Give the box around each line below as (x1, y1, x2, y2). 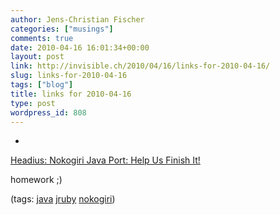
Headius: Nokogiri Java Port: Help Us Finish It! (10, 154, 201, 166)
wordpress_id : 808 (10, 107, 87, 118)
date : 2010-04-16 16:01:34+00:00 (10, 42, 150, 53)
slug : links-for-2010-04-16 (10, 71, 128, 81)
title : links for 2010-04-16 (10, 89, 132, 99)
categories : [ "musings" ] (10, 24, 114, 34)
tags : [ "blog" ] (10, 80, 74, 90)
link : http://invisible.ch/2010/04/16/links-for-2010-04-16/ (10, 61, 271, 71)
